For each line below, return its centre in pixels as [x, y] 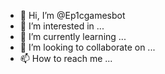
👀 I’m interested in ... [62, 26]
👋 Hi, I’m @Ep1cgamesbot [72, 15]
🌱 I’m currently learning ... [73, 36]
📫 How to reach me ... [66, 58]
